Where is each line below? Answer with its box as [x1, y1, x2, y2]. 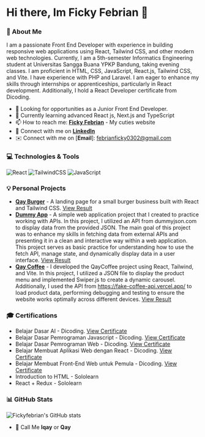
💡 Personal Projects [6, 184, 66, 192]
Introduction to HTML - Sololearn [15, 373, 99, 381]
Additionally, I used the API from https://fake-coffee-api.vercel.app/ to [15, 283, 192, 290]
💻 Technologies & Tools [6, 153, 80, 161]
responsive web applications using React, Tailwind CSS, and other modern [6, 48, 195, 55]
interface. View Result [15, 257, 71, 264]
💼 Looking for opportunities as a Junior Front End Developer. [15, 105, 168, 113]
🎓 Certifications [6, 311, 58, 319]
